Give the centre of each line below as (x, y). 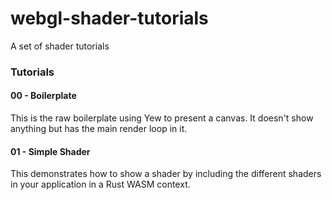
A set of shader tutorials (60, 46)
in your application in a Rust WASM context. (100, 184)
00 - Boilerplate (43, 96)
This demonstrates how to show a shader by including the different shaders (166, 174)
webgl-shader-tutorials (109, 18)
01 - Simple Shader (50, 151)
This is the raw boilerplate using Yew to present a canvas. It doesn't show (162, 118)
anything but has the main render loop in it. (99, 129)
